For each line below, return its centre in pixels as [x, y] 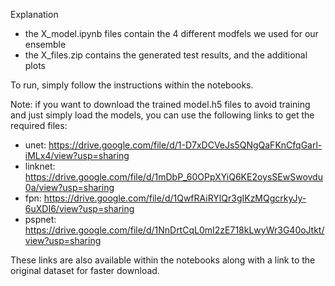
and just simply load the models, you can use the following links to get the [162, 115]
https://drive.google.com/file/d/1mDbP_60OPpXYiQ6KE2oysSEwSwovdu [173, 177]
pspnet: [40, 219]
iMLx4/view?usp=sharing [77, 155]
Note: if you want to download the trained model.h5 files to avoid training [160, 104]
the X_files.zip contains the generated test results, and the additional [166, 55]
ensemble [45, 44]
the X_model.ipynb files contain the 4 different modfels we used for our [171, 33]
